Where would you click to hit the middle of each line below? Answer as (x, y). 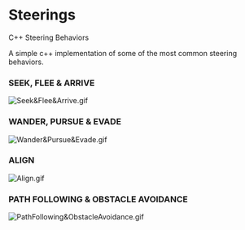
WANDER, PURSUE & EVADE (65, 122)
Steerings (42, 15)
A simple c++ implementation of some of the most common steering (123, 53)
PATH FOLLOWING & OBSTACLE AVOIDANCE (98, 199)
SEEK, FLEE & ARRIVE (52, 83)
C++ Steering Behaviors (49, 37)
